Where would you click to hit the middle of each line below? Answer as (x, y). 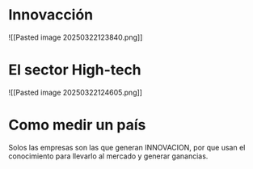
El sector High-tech (75, 70)
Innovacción (51, 15)
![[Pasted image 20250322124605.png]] (76, 92)
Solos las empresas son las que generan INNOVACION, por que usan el (127, 147)
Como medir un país (77, 125)
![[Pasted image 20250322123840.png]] (76, 37)
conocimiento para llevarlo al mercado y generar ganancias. (108, 156)
